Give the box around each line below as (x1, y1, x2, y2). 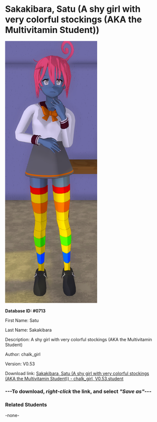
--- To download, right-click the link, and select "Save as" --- (5, 388, 152, 395)
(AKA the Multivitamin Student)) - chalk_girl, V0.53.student (5, 376, 124, 382)
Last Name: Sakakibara (5, 327, 52, 333)
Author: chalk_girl (5, 351, 41, 357)
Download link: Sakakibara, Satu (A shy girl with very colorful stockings (5, 370, 150, 376)
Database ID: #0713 (5, 308, 46, 314)
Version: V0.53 (5, 361, 35, 367)
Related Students (5, 401, 48, 408)
